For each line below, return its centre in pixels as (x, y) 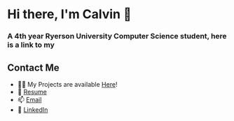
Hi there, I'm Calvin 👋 (69, 14)
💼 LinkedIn (33, 109)
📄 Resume (32, 92)
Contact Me (33, 67)
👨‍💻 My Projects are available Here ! (67, 84)
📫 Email (29, 99)
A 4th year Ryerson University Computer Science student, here (117, 36)
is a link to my (31, 45)
